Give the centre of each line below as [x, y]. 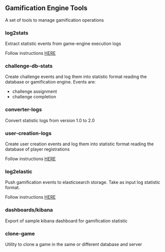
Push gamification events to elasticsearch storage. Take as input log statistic [83, 182]
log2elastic [19, 171]
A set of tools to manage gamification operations [55, 20]
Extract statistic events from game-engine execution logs [63, 43]
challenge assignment [35, 91]
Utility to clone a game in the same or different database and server [74, 244]
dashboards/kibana [29, 210]
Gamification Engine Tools [46, 8]
